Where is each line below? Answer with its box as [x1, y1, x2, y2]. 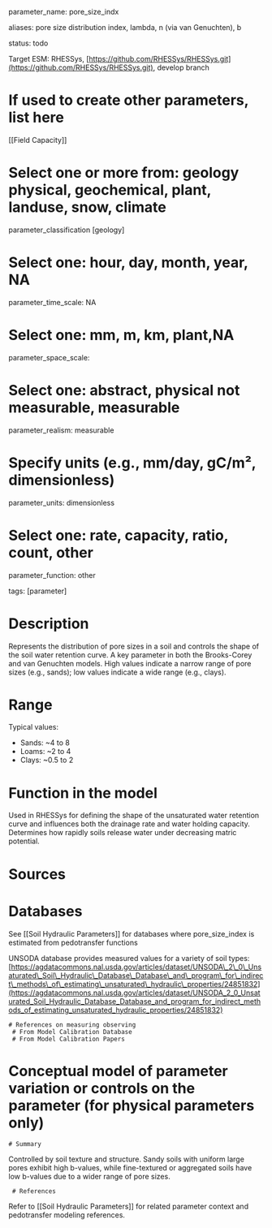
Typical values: [8, 722, 59, 732]
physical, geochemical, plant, [8, 181, 212, 200]
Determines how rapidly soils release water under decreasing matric [8, 828, 237, 838]
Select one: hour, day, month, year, [8, 253, 248, 272]
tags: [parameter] [8, 586, 67, 596]
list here [8, 109, 65, 127]
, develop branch [153, 62, 209, 72]
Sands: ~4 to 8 [19, 738, 71, 748]
